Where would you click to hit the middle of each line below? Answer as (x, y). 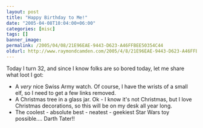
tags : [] (17, 34)
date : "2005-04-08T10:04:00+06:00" (51, 23)
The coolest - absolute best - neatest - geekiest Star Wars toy (92, 112)
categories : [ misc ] (31, 29)
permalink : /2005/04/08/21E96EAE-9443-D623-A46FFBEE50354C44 (85, 46)
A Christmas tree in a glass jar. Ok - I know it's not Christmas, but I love (103, 99)
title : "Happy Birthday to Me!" (47, 18)
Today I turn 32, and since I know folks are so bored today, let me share (95, 68)
